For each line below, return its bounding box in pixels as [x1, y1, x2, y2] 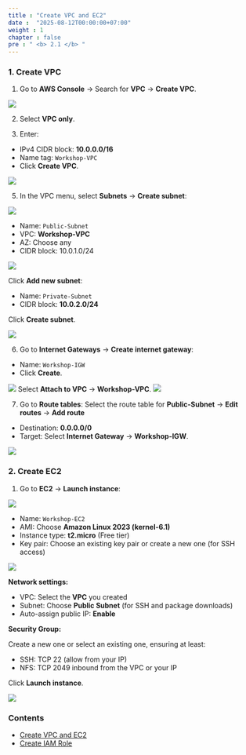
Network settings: [8, 577, 69, 586]
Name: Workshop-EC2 [19, 513, 85, 523]
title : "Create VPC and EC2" [8, 11, 107, 20]
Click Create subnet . [8, 315, 76, 324]
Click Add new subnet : [8, 276, 83, 286]
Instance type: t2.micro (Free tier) [19, 531, 130, 540]
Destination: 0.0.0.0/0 [19, 423, 92, 432]
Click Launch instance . [8, 678, 84, 688]
